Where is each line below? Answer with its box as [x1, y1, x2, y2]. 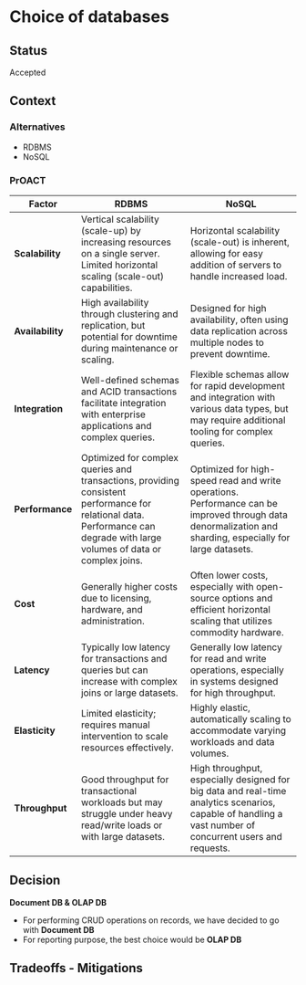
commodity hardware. [189, 625, 284, 638]
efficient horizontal [189, 603, 271, 615]
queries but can [80, 664, 148, 676]
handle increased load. [189, 269, 288, 282]
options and [221, 592, 273, 604]
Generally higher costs [80, 580, 178, 592]
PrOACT [9, 173, 46, 186]
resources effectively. [80, 741, 175, 754]
